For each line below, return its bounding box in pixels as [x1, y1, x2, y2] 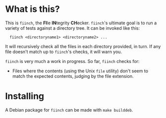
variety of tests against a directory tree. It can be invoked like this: [5, 25, 140, 31]
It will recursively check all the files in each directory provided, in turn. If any [5, 43, 161, 49]
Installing [5, 91, 45, 102]
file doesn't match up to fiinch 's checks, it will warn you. [5, 49, 122, 55]
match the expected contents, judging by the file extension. [12, 73, 134, 79]
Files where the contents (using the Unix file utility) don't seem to [12, 68, 149, 74]
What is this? [5, 3, 60, 15]
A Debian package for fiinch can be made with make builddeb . [5, 107, 133, 113]
